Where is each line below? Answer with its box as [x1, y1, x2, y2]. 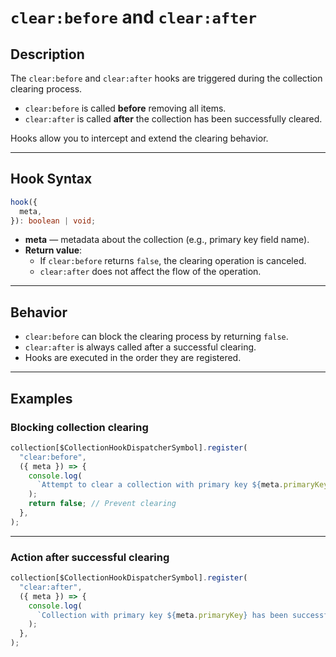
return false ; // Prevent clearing [28, 499, 177, 509]
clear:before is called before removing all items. [24, 102, 227, 114]
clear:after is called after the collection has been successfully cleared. [24, 113, 323, 125]
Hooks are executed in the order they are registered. [24, 352, 242, 364]
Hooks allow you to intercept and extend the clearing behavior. [10, 132, 269, 144]
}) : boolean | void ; [10, 216, 97, 226]
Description [10, 46, 85, 63]
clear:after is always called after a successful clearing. [24, 341, 257, 353]
